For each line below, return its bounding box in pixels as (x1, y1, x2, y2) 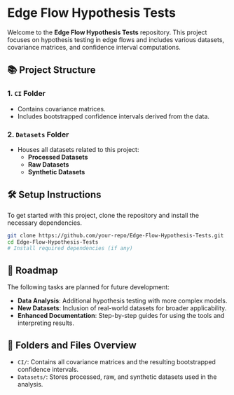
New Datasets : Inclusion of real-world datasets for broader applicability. (17, 304, 227, 312)
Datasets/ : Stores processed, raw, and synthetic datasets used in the (17, 373, 217, 381)
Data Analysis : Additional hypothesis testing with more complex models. (17, 296, 228, 305)
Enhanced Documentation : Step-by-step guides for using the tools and (17, 312, 225, 320)
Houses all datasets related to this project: (17, 145, 139, 153)
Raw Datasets (27, 160, 69, 169)
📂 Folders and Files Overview (7, 339, 137, 351)
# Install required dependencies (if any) (7, 245, 133, 252)
